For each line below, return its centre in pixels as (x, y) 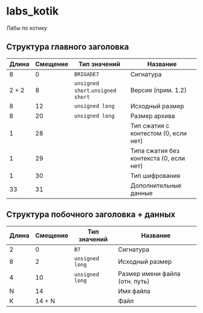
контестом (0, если (159, 133)
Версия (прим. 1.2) (159, 90)
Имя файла (134, 291)
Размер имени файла (149, 274)
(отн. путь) (134, 281)
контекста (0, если (158, 158)
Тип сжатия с (150, 125)
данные (141, 193)
